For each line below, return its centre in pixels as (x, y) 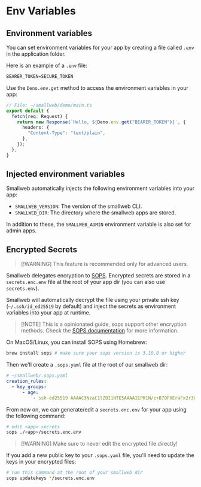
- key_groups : (29, 387)
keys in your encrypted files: (41, 462)
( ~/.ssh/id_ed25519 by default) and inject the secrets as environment (91, 306)
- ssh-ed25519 (50, 398)
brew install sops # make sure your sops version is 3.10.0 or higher (96, 353)
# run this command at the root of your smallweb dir (75, 473)
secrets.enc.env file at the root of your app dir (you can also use (86, 282)
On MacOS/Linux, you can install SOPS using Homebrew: (77, 342)
